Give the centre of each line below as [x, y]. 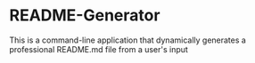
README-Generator [85, 16]
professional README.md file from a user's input [99, 49]
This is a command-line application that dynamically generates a [128, 40]
